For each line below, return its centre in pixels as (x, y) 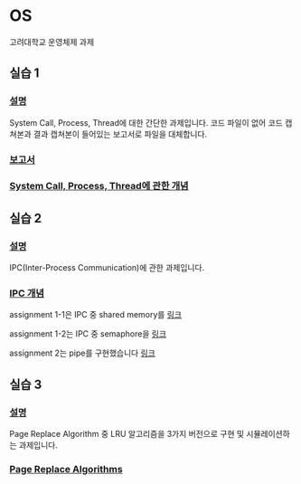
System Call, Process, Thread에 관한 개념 (99, 186)
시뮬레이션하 (268, 434)
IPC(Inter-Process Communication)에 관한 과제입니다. (107, 268)
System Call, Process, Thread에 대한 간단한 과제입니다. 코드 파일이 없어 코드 (146, 122)
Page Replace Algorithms (66, 470)
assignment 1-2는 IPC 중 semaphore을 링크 (88, 334)
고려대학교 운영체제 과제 (52, 42)
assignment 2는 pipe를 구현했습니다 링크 (82, 353)
